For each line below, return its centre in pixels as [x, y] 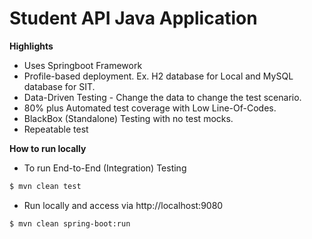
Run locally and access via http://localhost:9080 [123, 205]
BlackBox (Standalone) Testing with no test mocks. [128, 118]
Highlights [31, 46]
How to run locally [48, 148]
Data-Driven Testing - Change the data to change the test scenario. [162, 97]
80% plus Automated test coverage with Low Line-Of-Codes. [150, 108]
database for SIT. [59, 86]
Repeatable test [56, 129]
